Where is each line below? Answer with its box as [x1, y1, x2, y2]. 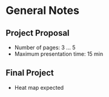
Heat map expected [14, 84, 64, 91]
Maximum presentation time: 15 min [14, 50, 104, 58]
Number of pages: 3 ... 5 [14, 44, 76, 51]
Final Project [5, 68, 54, 78]
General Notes [5, 4, 80, 18]
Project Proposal [5, 28, 70, 38]
